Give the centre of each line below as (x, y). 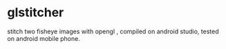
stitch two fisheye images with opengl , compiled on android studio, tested (113, 31)
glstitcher (36, 13)
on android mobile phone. (44, 38)
